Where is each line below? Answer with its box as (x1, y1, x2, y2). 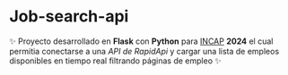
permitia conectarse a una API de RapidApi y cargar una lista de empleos (9, 46, 280, 56)
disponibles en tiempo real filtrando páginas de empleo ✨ (9, 55, 222, 66)
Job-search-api (9, 6, 129, 27)
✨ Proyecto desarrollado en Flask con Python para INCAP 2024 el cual (9, 36, 274, 46)
